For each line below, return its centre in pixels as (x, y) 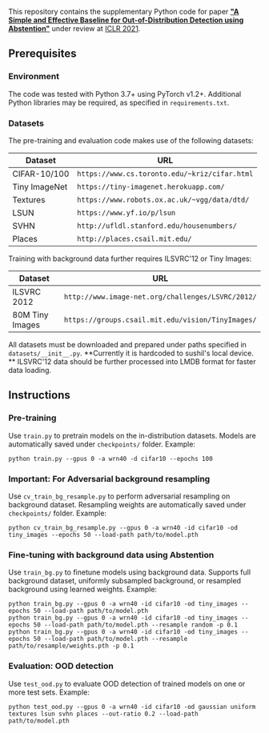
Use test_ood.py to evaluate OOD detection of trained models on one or (127, 683)
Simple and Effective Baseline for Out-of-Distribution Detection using (126, 20)
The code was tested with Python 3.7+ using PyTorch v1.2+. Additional (125, 94)
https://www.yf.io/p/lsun (126, 212)
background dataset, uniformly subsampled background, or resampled (125, 581)
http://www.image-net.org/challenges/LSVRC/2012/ (160, 296)
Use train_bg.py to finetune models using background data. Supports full (129, 572)
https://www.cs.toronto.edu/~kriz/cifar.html (165, 174)
